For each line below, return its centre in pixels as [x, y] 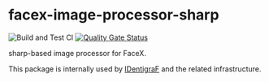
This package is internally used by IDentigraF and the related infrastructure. [135, 69]
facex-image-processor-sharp [114, 15]
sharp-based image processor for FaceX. [77, 53]
